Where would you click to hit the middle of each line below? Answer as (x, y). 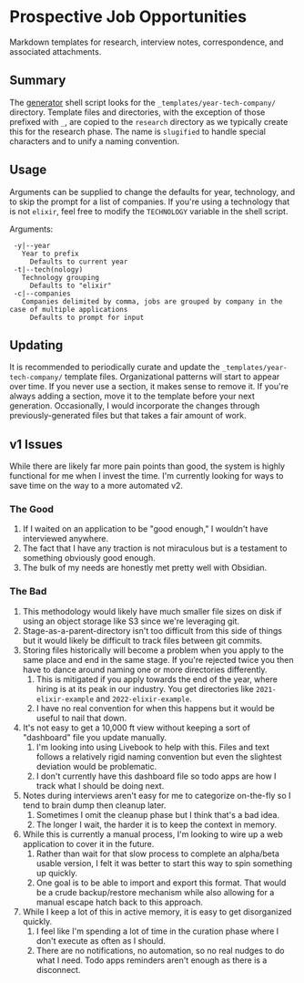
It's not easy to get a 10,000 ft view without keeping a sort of (136, 728)
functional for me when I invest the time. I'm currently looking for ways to (147, 476)
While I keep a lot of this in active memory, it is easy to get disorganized (157, 911)
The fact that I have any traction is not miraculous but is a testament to (155, 548)
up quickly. (57, 873)
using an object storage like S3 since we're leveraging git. (131, 621)
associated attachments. (56, 51)
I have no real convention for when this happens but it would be (156, 708)
